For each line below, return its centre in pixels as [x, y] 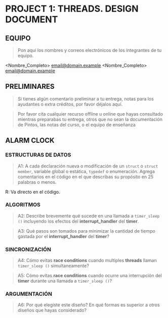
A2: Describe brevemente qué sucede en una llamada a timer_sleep [89, 216]
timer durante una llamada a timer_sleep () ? [65, 281]
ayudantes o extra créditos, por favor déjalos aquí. [70, 104]
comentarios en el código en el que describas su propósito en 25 [86, 177]
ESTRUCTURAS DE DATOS [38, 155]
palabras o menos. [37, 182]
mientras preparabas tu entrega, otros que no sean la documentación [90, 119]
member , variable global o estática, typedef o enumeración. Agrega [86, 171]
